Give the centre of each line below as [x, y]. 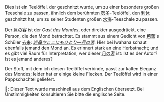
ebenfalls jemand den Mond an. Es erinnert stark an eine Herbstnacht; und [82, 48]
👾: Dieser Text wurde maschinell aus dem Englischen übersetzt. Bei [74, 89]
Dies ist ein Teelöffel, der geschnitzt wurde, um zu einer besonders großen [82, 7]
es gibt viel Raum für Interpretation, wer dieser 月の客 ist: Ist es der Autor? [81, 53]
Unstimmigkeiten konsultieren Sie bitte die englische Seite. [65, 94]
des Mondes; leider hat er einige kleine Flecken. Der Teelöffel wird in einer [82, 74]
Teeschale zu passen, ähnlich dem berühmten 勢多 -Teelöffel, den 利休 [78, 13]
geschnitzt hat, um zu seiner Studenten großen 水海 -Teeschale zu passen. [82, 19]
